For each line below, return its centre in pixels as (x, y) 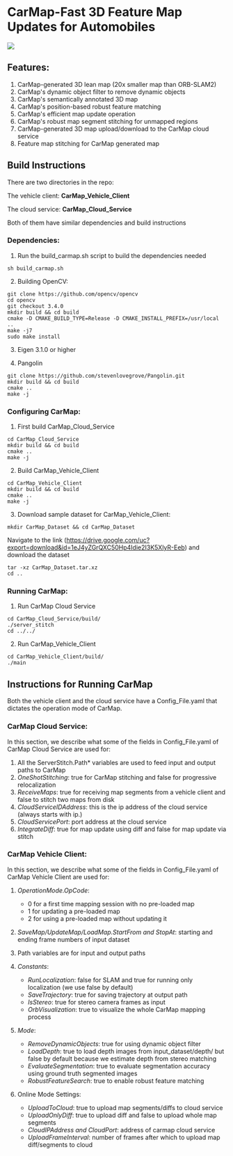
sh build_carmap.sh (35, 268)
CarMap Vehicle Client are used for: (58, 876)
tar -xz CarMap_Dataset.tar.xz (53, 568)
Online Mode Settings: (49, 1094)
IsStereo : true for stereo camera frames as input (96, 1002)
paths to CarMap (41, 770)
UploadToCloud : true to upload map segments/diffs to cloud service (125, 1107)
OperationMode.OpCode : (54, 890)
